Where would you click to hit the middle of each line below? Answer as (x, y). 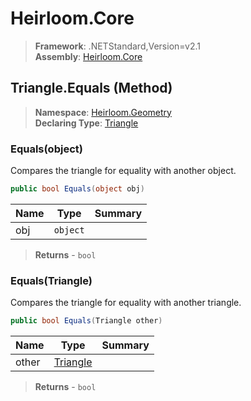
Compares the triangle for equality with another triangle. (126, 303)
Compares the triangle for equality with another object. (123, 171)
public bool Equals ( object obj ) (77, 189)
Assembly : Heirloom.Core (88, 56)
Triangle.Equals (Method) (91, 88)
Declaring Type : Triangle (86, 123)
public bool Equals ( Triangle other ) (86, 321)
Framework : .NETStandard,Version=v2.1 (117, 46)
